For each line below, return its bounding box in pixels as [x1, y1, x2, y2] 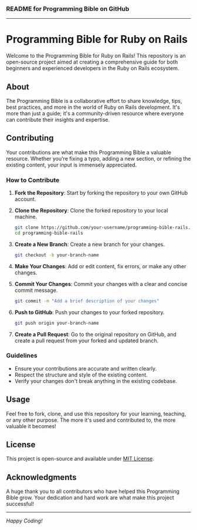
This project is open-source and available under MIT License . [6, 455, 154, 462]
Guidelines [6, 352, 38, 360]
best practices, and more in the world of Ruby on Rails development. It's [6, 104, 181, 111]
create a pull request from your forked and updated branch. [14, 337, 159, 344]
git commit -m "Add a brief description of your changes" [14, 298, 159, 304]
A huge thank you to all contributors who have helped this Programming [6, 488, 180, 495]
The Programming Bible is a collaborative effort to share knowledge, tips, [6, 98, 182, 105]
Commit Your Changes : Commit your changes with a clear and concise [14, 280, 188, 287]
